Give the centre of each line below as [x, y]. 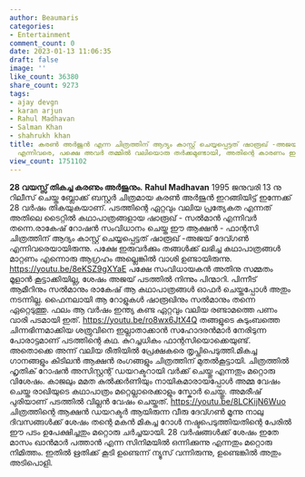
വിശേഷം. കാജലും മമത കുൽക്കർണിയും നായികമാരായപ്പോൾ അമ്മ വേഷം [145, 381]
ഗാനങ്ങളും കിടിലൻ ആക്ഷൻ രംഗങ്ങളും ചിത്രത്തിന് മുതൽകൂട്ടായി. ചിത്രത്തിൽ [149, 360]
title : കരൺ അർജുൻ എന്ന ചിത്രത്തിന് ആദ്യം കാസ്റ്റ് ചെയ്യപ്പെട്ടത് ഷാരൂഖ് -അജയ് [154, 144]
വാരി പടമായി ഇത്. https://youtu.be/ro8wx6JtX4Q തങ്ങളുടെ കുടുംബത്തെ [145, 319]
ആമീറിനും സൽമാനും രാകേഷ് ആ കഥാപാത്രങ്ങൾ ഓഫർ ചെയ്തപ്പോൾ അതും [150, 289]
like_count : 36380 [44, 77]
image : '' [28, 69]
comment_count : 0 [42, 43]
